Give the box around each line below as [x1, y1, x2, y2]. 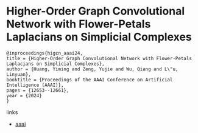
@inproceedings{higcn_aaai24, [6, 50, 83, 56]
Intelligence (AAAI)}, [6, 82, 64, 88]
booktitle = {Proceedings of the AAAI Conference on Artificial [6, 77, 173, 83]
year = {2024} [6, 92, 43, 98]
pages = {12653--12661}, [6, 87, 69, 94]
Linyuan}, [6, 71, 32, 77]
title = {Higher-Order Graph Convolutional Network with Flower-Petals [6, 55, 192, 61]
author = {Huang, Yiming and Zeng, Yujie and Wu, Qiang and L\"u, [6, 66, 179, 72]
